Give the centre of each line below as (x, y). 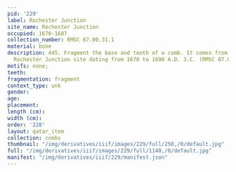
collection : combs (34, 138)
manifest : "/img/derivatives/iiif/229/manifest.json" (88, 158)
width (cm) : (25, 118)
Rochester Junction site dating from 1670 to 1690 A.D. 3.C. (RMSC (114, 60)
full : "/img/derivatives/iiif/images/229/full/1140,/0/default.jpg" (110, 151)
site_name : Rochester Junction (53, 27)
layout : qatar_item (36, 131)
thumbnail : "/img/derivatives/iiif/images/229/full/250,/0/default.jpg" (116, 145)
